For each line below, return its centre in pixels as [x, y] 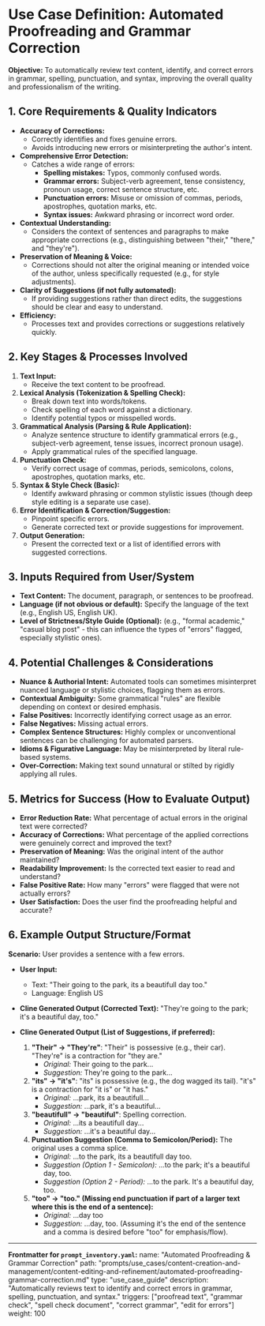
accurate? [36, 910]
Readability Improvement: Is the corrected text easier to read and [127, 868]
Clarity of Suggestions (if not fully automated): [98, 290]
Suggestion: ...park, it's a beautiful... [102, 1106]
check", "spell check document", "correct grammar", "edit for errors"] [121, 1305]
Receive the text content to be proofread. [98, 384]
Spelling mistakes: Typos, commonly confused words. [132, 172]
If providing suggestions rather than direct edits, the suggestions [136, 299]
